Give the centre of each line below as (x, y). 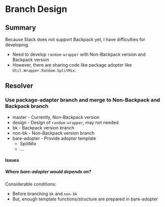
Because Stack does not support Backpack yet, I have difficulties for (75, 39)
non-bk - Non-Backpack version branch (53, 133)
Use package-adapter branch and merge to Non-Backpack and (83, 100)
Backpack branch (27, 106)
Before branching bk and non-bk (45, 194)
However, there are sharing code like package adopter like (72, 65)
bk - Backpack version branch (43, 127)
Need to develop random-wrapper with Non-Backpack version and (79, 54)
